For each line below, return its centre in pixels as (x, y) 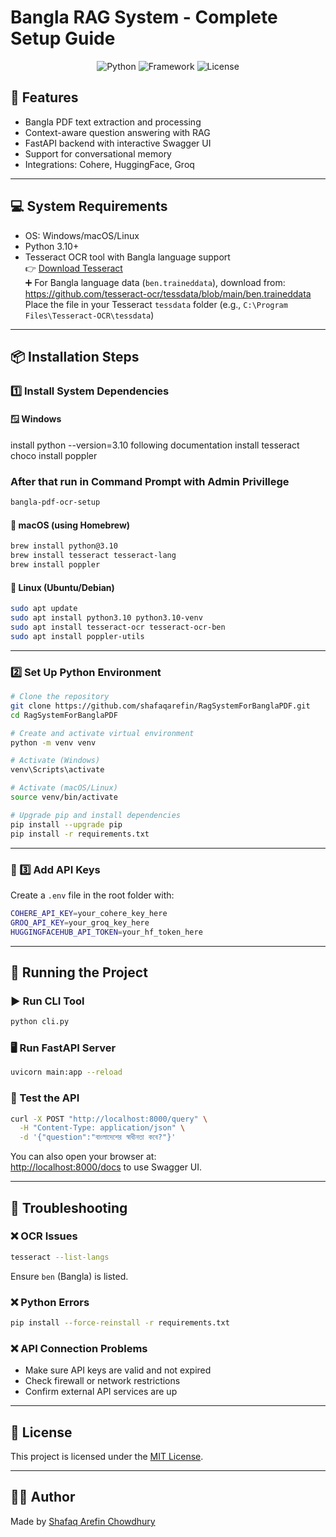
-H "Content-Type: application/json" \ (102, 1128)
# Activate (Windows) (55, 761)
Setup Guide (63, 38)
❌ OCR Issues (44, 1236)
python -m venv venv (53, 742)
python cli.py (40, 1022)
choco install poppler (54, 456)
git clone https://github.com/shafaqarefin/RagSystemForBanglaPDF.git (160, 706)
